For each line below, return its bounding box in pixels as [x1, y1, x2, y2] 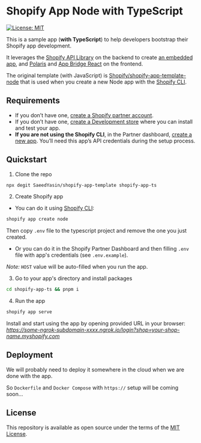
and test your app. [14, 124, 61, 132]
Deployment [6, 350, 53, 360]
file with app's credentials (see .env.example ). [14, 251, 128, 259]
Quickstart [6, 154, 47, 165]
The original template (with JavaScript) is [6, 72, 108, 79]
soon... [6, 390, 23, 397]
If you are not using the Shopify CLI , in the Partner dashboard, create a [14, 130, 192, 138]
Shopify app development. [6, 42, 72, 49]
